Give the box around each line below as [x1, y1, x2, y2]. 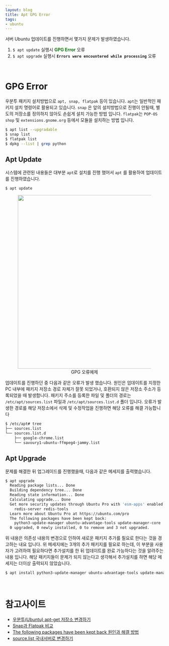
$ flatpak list [5, 136, 37, 141]
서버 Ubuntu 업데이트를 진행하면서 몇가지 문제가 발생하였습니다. [5, 36, 131, 42]
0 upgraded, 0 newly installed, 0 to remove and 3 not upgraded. [10, 525, 150, 530]
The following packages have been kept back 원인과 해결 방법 [12, 629, 139, 635]
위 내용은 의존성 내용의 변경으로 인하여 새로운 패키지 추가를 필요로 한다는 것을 [5, 535, 157, 541]
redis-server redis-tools [14, 506, 69, 512]
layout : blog [5, 7, 33, 13]
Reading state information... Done [10, 492, 84, 498]
